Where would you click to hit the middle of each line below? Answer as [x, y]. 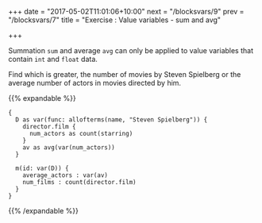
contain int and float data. [53, 59]
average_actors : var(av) [65, 175]
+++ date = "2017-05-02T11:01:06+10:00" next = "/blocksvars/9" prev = [126, 12]
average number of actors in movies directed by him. [94, 83]
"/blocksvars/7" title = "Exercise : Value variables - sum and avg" [114, 20]
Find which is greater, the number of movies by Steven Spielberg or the [125, 74]
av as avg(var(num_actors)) [69, 148]
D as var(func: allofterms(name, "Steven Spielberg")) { [112, 120]
